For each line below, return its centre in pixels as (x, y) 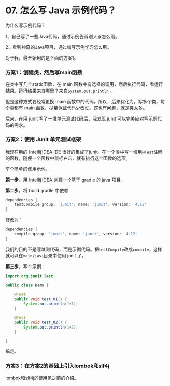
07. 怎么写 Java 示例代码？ (61, 10)
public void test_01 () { (41, 299)
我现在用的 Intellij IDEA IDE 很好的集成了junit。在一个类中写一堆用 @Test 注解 (84, 152)
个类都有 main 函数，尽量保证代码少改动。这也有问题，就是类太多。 (76, 108)
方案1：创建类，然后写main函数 (44, 72)
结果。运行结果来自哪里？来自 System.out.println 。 (60, 91)
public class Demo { (27, 285)
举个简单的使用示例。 (27, 169)
